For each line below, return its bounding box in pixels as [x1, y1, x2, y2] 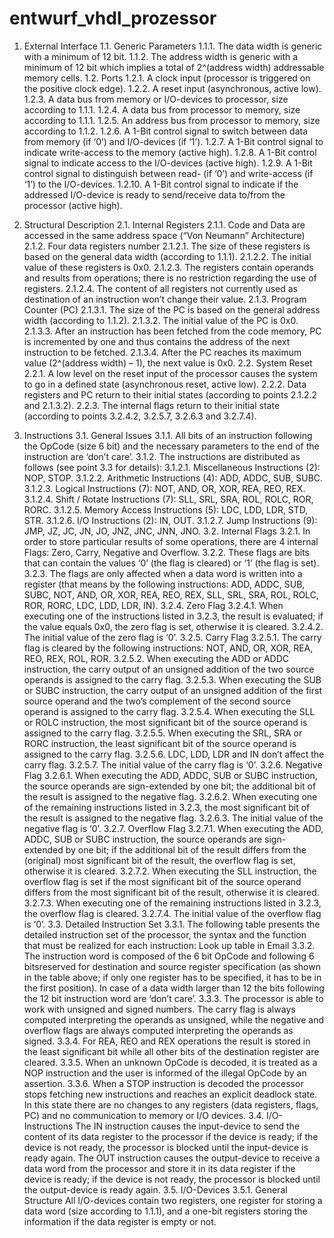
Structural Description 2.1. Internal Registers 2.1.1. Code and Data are [23, 218, 306, 231]
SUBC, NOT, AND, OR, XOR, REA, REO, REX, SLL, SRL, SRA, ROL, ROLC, [23, 588, 319, 601]
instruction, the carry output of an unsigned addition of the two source [23, 663, 315, 675]
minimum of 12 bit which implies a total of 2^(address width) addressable [23, 61, 325, 73]
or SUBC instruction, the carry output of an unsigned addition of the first [23, 684, 322, 696]
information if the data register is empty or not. [23, 1215, 217, 1227]
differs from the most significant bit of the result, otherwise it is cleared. [23, 886, 320, 898]
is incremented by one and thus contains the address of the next [23, 335, 291, 347]
